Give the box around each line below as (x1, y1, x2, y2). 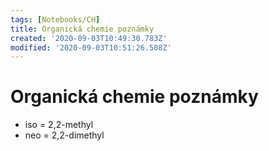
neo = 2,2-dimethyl (24, 129, 105, 141)
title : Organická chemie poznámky (10, 24, 155, 34)
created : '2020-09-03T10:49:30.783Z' (10, 33, 168, 43)
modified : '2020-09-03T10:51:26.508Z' (10, 42, 172, 53)
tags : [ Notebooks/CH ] (10, 14, 101, 25)
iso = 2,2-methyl (24, 119, 94, 131)
